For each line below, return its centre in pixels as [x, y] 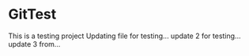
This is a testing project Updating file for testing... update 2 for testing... [124, 36]
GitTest [32, 14]
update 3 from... [34, 44]
